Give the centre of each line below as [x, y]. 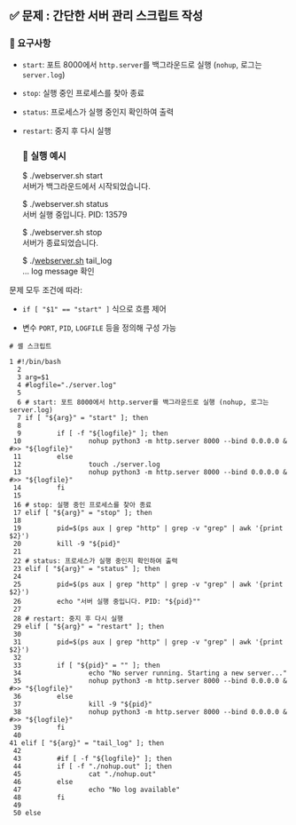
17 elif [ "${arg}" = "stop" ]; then [82, 512]
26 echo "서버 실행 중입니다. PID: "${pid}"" [107, 601]
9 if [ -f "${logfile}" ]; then [93, 433]
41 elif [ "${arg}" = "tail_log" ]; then [87, 743]
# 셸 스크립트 [31, 346]
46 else [43, 781]
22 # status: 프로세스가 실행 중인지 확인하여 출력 [95, 561]
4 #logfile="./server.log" [67, 385]
